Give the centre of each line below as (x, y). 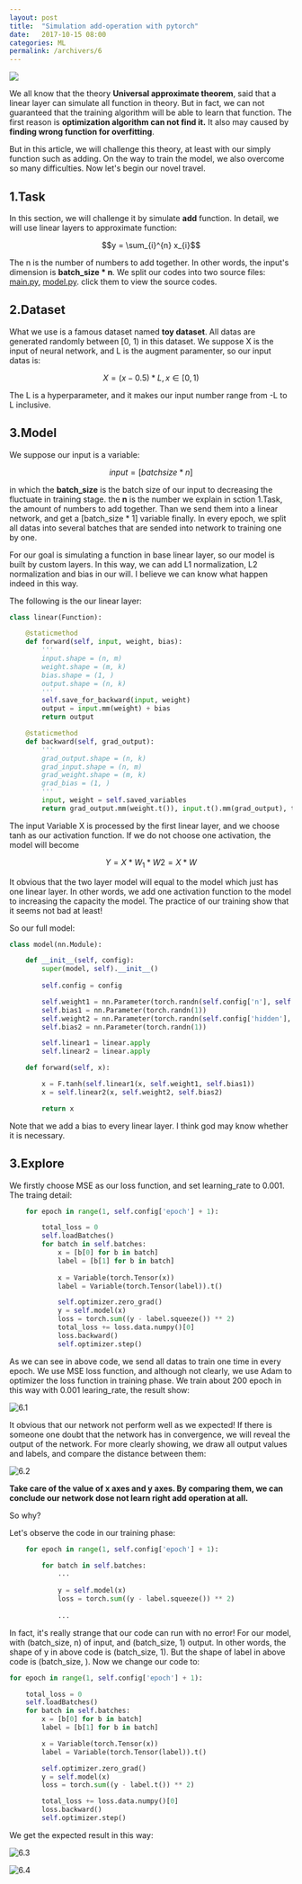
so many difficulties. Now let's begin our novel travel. (107, 168)
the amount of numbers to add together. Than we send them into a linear (144, 508)
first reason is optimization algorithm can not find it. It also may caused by (149, 122)
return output (68, 717)
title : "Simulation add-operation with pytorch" (104, 26)
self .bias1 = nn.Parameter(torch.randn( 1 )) (124, 1010)
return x (58, 1108)
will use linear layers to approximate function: (93, 228)
